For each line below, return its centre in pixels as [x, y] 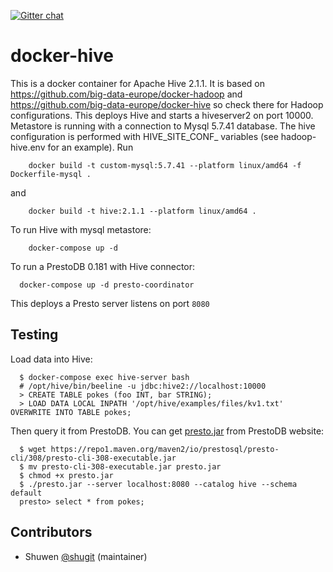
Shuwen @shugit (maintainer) [86, 556]
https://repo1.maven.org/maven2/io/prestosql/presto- [165, 449]
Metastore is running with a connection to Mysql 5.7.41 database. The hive [163, 126]
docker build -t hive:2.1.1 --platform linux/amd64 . [142, 211]
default [26, 493]
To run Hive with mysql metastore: [81, 229]
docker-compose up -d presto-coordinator [107, 285]
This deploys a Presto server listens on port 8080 [110, 303]
